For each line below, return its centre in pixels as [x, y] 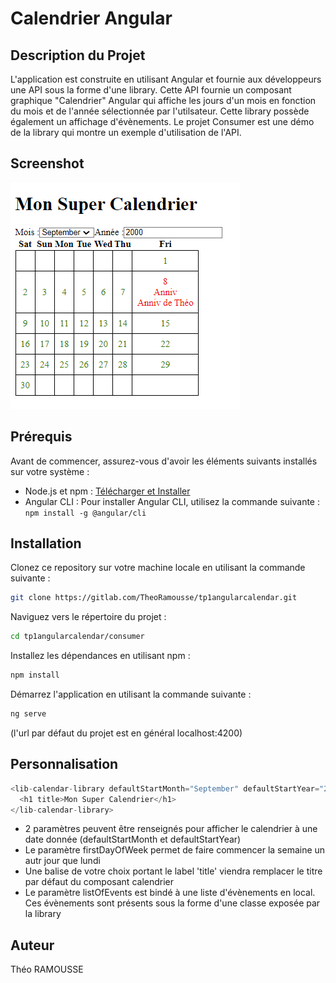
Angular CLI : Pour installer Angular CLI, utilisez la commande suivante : [172, 501]
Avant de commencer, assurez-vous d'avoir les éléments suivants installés [164, 461]
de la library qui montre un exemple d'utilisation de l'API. [126, 132]
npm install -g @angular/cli [85, 513]
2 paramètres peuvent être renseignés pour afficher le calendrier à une [171, 829]
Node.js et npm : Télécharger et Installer [107, 491]
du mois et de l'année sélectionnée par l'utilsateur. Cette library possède [160, 111]
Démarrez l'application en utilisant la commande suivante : [131, 694]
